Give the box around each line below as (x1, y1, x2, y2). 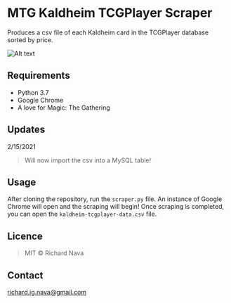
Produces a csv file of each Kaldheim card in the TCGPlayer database (7, 28, 209, 37)
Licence (7, 230, 44, 242)
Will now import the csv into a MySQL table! (24, 156, 152, 165)
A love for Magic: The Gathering (17, 103, 110, 112)
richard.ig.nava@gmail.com (7, 288, 86, 296)
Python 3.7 (17, 88, 49, 96)
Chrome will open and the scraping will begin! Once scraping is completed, (7, 202, 225, 211)
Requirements (7, 70, 70, 82)
